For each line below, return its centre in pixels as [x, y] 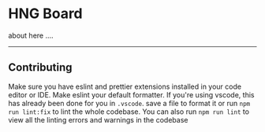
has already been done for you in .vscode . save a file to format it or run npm [129, 103]
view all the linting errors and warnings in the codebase [98, 119]
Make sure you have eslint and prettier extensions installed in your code [125, 86]
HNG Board [45, 14]
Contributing [40, 68]
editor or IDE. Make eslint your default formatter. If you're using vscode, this [131, 94]
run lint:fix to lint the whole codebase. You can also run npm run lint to [129, 112]
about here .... [31, 35]
